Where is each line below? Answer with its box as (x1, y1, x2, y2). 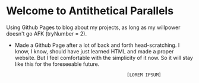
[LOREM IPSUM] (127, 72, 162, 78)
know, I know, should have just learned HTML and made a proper (14, 47, 174, 55)
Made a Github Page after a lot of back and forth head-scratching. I (14, 41, 180, 49)
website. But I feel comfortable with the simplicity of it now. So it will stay (14, 54, 193, 61)
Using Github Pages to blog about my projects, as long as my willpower (6, 24, 181, 31)
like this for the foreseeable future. (14, 60, 100, 68)
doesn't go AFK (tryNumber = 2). (6, 30, 87, 37)
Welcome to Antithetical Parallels (6, 4, 174, 18)
